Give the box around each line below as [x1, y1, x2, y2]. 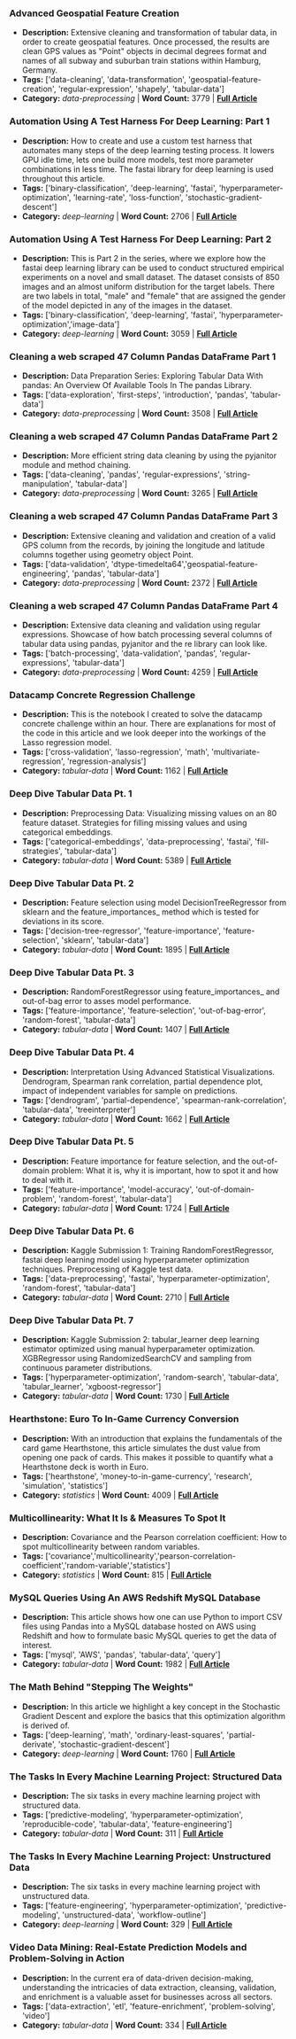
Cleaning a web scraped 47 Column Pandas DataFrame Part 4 [9, 599, 278, 611]
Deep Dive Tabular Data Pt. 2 [9, 876, 134, 889]
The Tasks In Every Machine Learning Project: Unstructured [9, 1850, 271, 1863]
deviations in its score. [21, 915, 104, 926]
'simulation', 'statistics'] [21, 1480, 109, 1490]
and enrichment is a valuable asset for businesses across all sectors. [21, 1991, 273, 2002]
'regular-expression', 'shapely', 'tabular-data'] [57, 83, 225, 95]
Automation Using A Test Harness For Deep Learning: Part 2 [9, 233, 272, 245]
